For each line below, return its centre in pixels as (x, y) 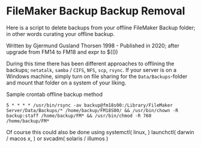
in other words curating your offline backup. (61, 34)
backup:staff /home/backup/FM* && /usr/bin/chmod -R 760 (79, 116)
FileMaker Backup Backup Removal (96, 11)
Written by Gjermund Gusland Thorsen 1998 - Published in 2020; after (93, 46)
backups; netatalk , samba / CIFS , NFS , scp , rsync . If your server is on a (91, 70)
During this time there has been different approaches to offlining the (90, 64)
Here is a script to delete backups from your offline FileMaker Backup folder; (101, 28)
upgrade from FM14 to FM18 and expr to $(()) (62, 52)
